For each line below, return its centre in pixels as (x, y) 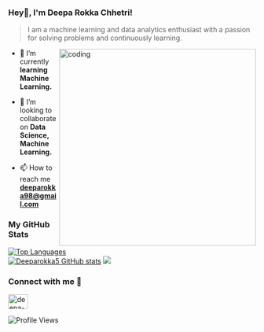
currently (34, 61)
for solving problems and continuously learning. (104, 38)
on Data (32, 127)
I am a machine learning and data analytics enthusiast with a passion (139, 30)
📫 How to (36, 168)
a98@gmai (38, 196)
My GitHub (29, 225)
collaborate (38, 119)
